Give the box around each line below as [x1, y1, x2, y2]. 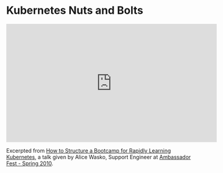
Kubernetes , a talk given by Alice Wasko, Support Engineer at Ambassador [6, 153, 191, 160]
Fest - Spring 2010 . [6, 160, 53, 167]
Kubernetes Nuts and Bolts [6, 4, 144, 17]
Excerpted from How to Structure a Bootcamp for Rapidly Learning [6, 147, 171, 154]
